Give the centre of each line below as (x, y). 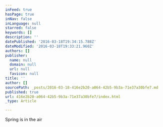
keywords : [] (19, 32)
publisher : (16, 55)
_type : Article (21, 101)
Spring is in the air (24, 120)
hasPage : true (20, 14)
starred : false (21, 28)
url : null (20, 69)
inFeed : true (19, 10)
